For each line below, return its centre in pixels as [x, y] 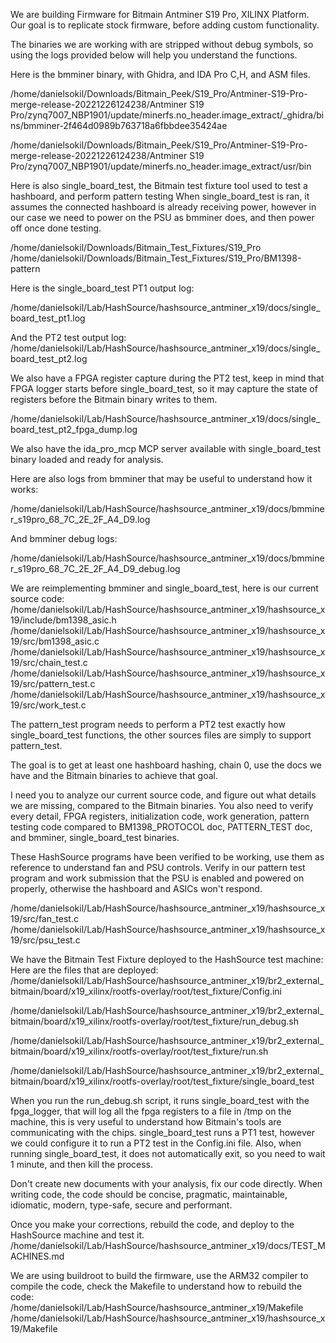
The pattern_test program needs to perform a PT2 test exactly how [148, 724]
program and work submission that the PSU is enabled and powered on [157, 878]
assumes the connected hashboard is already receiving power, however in [163, 207]
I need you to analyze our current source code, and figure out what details [163, 795]
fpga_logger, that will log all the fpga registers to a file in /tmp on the [151, 1111]
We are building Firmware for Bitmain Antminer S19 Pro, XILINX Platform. [160, 14]
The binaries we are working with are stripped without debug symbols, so [162, 44]
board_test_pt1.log [48, 318]
